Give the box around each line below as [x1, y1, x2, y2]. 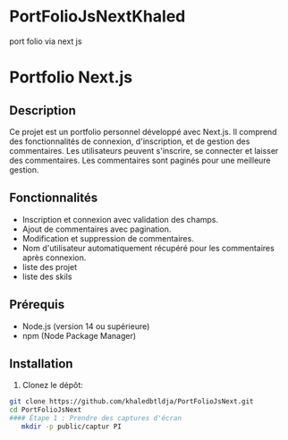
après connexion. [21, 252, 87, 263]
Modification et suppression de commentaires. [21, 233, 194, 243]
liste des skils [21, 271, 72, 282]
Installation [9, 356, 73, 371]
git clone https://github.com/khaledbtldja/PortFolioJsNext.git [9, 397, 254, 406]
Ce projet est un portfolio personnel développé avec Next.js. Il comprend [9, 126, 277, 137]
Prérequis [9, 297, 65, 312]
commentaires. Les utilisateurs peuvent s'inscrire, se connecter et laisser [9, 145, 279, 156]
